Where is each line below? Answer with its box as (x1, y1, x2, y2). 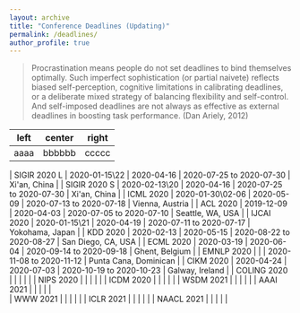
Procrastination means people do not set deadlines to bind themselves (30, 63, 292, 74)
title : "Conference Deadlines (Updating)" (9, 22, 170, 30)
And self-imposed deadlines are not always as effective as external (30, 100, 279, 112)
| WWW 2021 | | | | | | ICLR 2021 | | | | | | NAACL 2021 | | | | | (9, 293, 228, 305)
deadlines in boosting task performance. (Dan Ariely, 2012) (30, 110, 249, 121)
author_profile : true (9, 38, 90, 48)
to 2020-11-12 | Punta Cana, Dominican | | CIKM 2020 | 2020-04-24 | (30, 256, 287, 266)
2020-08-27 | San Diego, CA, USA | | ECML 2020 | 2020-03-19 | (9, 237, 248, 248)
